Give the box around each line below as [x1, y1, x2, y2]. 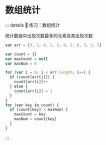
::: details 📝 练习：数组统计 [5, 22, 60, 28]
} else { [9, 84, 28, 89]
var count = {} [5, 51, 37, 56]
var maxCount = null [5, 56, 48, 61]
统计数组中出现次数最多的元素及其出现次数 [5, 32, 93, 38]
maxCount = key [14, 112, 46, 117]
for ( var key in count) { [5, 102, 59, 107]
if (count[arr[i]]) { [9, 74, 55, 80]
